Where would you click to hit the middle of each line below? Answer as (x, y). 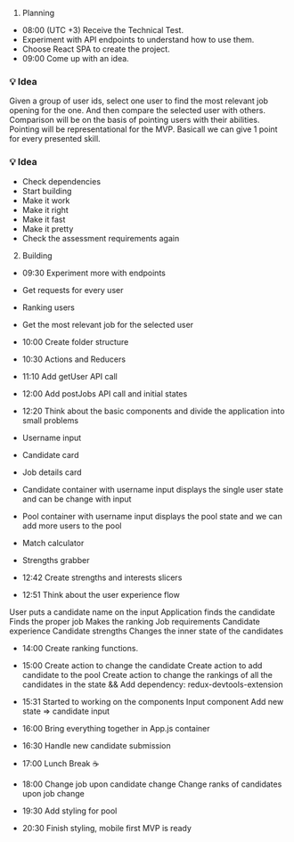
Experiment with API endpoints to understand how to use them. (138, 40)
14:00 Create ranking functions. (80, 648)
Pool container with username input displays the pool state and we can (152, 516)
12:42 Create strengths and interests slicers (102, 577)
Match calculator (53, 543)
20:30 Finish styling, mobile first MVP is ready (106, 828)
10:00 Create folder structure (75, 341)
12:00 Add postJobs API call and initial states (105, 393)
